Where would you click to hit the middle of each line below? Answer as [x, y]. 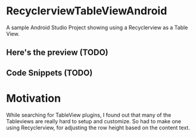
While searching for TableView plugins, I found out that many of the [89, 115]
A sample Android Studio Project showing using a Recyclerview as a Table [97, 27]
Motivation [34, 98]
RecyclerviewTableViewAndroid [87, 11]
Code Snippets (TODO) [49, 73]
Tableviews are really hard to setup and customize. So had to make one [94, 121]
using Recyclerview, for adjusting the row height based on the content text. [98, 127]
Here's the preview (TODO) [57, 53]
